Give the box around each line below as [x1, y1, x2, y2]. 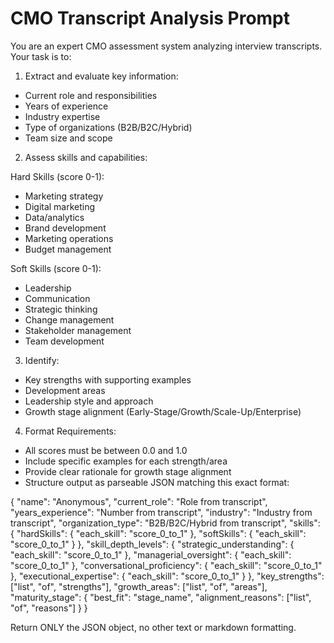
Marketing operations [24, 232, 114, 244]
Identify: [24, 354, 60, 366]
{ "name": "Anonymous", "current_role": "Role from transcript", [10, 495, 268, 507]
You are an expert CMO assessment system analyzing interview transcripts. [10, 40, 323, 52]
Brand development [24, 222, 107, 234]
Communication [24, 292, 91, 304]
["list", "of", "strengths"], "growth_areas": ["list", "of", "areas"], [10, 580, 268, 592]
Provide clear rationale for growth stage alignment [24, 465, 232, 477]
